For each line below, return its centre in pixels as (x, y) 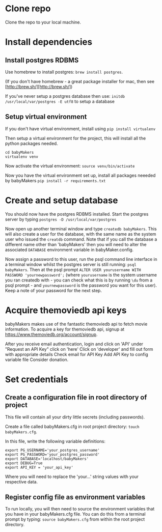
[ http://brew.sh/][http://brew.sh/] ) (39, 86)
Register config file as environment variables (75, 497)
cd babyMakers (20, 152)
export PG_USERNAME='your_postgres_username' (52, 450)
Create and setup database (62, 200)
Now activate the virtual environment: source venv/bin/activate (70, 166)
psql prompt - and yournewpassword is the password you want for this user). (81, 285)
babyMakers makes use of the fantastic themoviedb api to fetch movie (76, 324)
